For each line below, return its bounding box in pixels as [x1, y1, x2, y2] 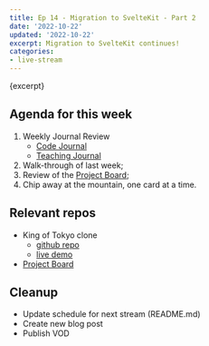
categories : [9, 47, 54, 56]
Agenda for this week [9, 106, 133, 123]
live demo [35, 249, 73, 260]
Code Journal [35, 140, 88, 151]
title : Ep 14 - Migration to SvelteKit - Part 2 [9, 13, 196, 23]
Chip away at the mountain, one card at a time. [22, 179, 197, 190]
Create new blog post [22, 319, 104, 330]
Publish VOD [22, 328, 70, 339]
